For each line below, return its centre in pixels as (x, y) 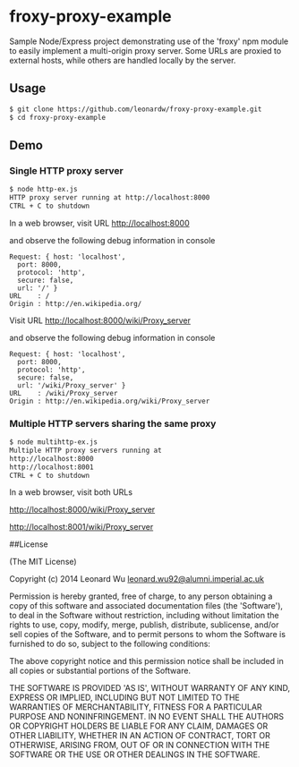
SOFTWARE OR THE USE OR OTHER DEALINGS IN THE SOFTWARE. (135, 754)
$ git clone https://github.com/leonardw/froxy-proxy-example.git (136, 109)
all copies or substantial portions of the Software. (100, 671)
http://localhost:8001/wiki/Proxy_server (81, 527)
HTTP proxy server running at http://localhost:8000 (110, 198)
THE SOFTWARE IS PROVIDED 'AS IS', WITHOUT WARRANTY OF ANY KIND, (150, 688)
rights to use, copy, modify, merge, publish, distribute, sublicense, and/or (144, 625)
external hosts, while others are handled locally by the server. (123, 60)
